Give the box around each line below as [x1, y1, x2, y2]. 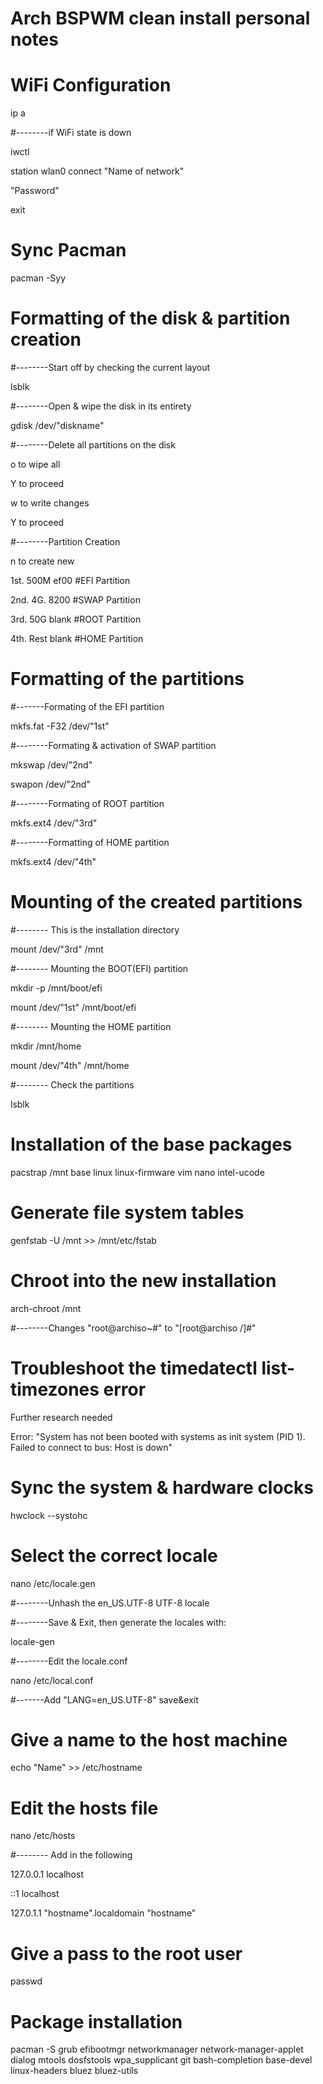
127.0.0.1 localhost [10, 1868, 84, 1881]
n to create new [10, 555, 75, 567]
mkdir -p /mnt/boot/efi [10, 982, 103, 994]
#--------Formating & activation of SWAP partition [10, 739, 217, 751]
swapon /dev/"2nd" [10, 778, 91, 790]
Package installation [10, 2010, 183, 2033]
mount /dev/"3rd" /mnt [10, 943, 104, 955]
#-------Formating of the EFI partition [10, 700, 165, 712]
